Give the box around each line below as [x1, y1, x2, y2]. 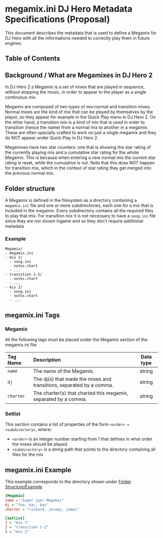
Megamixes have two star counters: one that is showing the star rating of [5, 144, 151, 150]
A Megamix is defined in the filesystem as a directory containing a [5, 197, 137, 203]
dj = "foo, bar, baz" [5, 502, 49, 507]
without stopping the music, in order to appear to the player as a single [5, 89, 147, 95]
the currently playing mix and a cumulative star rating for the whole [5, 150, 139, 156]
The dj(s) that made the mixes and [33, 376, 112, 382]
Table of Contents [5, 55, 61, 63]
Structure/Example [5, 484, 43, 490]
